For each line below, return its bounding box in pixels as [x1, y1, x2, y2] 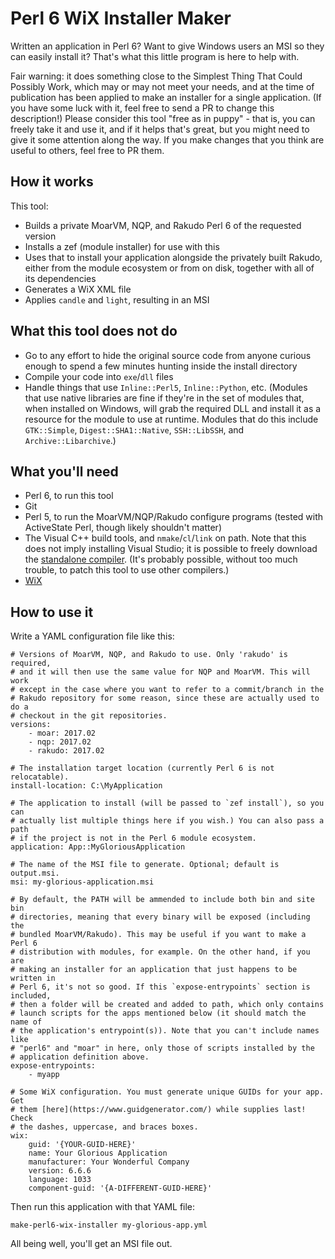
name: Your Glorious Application [28, 1148, 168, 1159]
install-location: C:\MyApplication [10, 781, 163, 791]
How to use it [10, 603, 94, 621]
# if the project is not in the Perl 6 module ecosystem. [10, 833, 257, 844]
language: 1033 [28, 1175, 92, 1185]
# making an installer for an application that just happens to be [10, 965, 298, 975]
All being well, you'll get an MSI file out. [10, 1238, 173, 1250]
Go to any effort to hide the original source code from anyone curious [24, 349, 312, 361]
